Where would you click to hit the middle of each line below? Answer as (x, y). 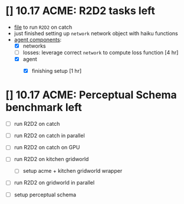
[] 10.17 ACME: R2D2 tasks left (80, 11)
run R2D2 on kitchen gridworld (51, 159)
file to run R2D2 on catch (43, 27)
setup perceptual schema (45, 195)
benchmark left (44, 108)
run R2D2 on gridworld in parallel (54, 183)
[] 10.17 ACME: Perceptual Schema (91, 95)
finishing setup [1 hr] (57, 71)
